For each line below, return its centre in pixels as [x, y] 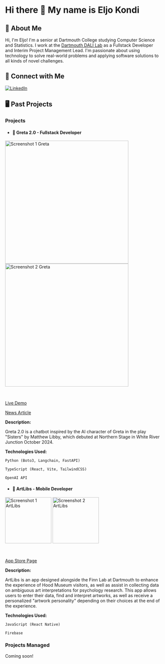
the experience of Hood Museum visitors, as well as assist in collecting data [82, 585]
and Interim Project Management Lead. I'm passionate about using [73, 50]
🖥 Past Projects [29, 105]
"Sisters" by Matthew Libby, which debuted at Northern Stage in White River [82, 437]
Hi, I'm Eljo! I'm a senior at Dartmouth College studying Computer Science [80, 40]
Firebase [14, 633]
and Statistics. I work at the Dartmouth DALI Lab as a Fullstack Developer [79, 45]
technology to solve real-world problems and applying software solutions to [82, 56]
